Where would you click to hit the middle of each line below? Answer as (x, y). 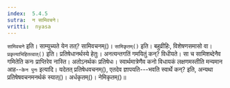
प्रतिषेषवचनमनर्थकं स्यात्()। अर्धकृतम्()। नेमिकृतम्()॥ (67, 78)
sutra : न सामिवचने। (33, 20)
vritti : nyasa (29, 26)
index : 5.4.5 (28, 14)
